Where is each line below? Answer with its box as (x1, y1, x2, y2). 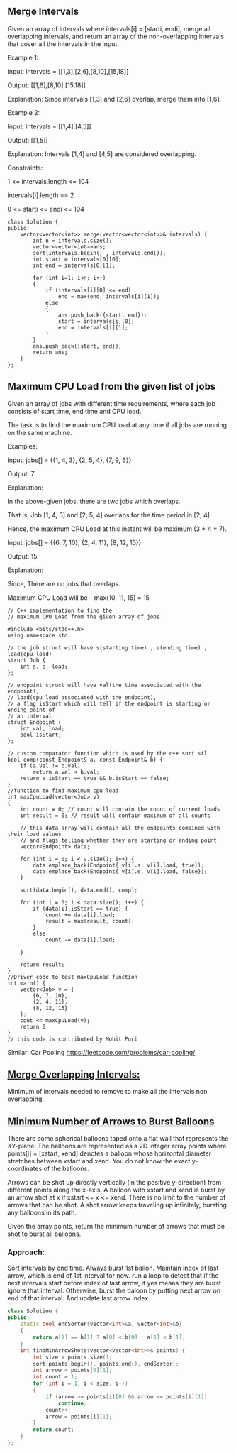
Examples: (7, 442, 38, 450)
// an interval (7, 713, 52, 720)
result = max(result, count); (45, 917, 135, 925)
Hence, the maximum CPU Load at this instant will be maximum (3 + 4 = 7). (7, 525, 227, 533)
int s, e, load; (20, 663, 69, 670)
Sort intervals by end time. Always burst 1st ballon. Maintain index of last (7, 1263, 219, 1272)
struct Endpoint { (7, 718, 62, 726)
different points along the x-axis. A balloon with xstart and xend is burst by (7, 1185, 225, 1195)
